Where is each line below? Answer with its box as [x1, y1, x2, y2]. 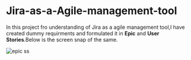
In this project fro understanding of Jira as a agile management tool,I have [6, 24, 185, 31]
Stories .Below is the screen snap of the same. [6, 36, 118, 43]
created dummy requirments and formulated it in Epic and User [6, 29, 160, 36]
